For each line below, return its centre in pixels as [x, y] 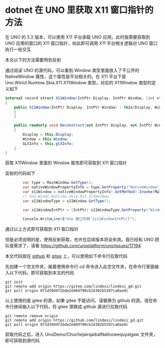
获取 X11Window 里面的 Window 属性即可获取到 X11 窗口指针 [66, 163]
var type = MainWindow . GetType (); [58, 183]
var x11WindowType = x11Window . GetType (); [67, 201]
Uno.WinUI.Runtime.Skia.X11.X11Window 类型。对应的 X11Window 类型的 [78, 82]
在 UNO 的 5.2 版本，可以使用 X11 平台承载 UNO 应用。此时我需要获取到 [78, 37]
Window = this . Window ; [46, 139]
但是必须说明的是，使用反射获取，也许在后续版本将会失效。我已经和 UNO [79, 239]
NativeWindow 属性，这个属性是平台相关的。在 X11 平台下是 [66, 76]
